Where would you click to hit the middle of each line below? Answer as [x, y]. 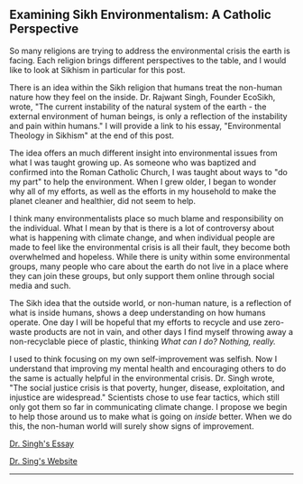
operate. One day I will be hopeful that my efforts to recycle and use [136, 322]
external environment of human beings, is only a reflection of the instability [148, 116]
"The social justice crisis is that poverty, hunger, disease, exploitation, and [147, 387]
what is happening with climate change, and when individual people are [142, 237]
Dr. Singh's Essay [42, 443]
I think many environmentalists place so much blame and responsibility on [147, 218]
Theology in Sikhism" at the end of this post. [92, 135]
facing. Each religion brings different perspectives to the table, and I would [148, 60]
